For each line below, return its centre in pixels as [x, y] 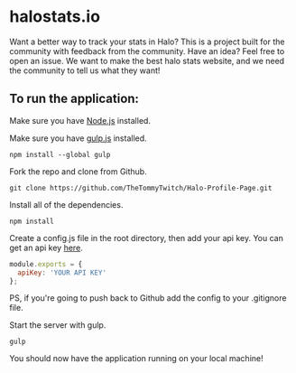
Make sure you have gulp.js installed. [78, 138]
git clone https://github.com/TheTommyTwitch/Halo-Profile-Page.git [141, 188]
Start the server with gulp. [58, 325]
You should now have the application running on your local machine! [136, 359]
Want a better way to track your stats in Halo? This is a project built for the [147, 42]
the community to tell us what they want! [85, 70]
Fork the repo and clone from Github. [78, 171]
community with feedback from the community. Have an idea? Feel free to [147, 51]
